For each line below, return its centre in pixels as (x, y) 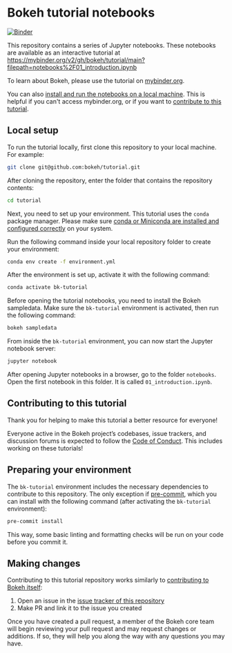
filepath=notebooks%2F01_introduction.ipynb (72, 67)
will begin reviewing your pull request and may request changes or (102, 629)
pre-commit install (35, 521)
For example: (26, 154)
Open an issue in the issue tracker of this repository (90, 601)
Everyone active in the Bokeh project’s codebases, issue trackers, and (107, 433)
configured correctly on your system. (60, 228)
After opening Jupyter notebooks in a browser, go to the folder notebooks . (112, 374)
